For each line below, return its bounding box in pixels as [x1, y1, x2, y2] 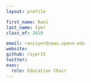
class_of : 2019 [6, 30, 43, 36]
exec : [6, 62, 19, 68]
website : [6, 46, 28, 52]
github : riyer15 [6, 51, 46, 57]
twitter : [6, 57, 28, 63]
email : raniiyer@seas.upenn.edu [6, 40, 85, 47]
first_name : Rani [6, 19, 49, 25]
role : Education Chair [11, 68, 67, 74]
